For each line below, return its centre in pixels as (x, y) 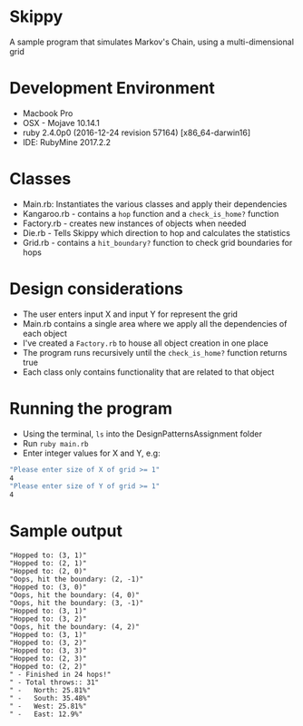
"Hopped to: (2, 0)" (49, 572)
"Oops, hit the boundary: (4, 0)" (75, 595)
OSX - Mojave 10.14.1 (61, 123)
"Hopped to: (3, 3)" (49, 651)
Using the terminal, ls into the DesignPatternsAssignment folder (142, 434)
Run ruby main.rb (55, 443)
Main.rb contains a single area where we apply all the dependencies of (155, 323)
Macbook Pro (48, 113)
